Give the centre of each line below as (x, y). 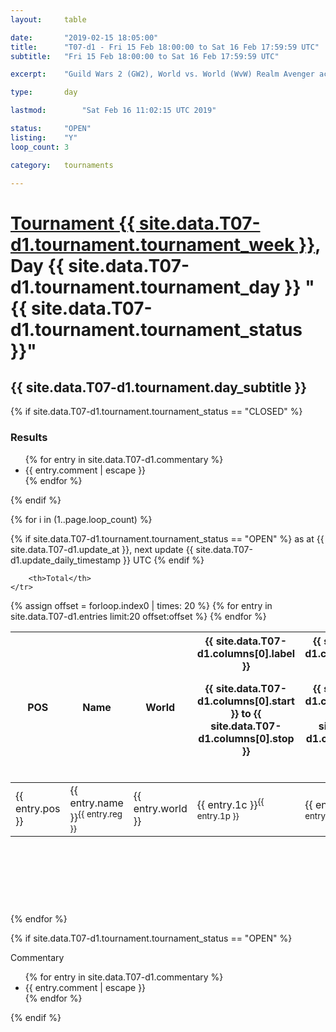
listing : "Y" (44, 137)
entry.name (96, 803)
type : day (44, 92)
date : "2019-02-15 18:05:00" (84, 37)
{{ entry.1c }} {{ (230, 803)
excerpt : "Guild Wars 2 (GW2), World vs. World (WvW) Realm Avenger (162, 74)
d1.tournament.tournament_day (145, 287)
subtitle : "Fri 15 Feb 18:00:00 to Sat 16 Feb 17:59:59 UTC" (145, 56)
